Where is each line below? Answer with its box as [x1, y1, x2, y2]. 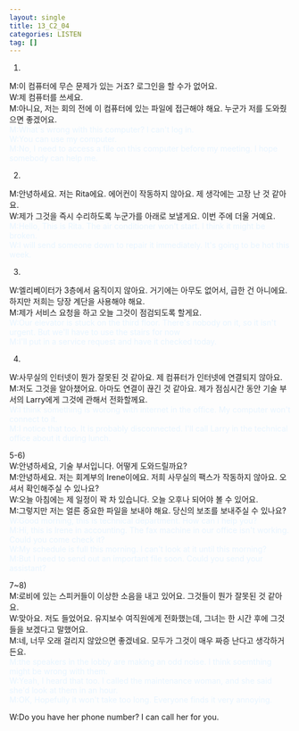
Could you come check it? [9, 535, 105, 545]
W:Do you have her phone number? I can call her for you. [9, 711, 220, 723]
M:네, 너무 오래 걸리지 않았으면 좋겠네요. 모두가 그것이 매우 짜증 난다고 [9, 635, 254, 646]
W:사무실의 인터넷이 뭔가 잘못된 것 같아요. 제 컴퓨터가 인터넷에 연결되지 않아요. [9, 372, 283, 383]
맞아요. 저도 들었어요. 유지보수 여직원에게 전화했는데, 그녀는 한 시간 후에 [19, 613, 269, 624]
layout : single [9, 12, 66, 22]
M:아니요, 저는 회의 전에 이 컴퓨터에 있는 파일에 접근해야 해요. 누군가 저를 [9, 104, 263, 114]
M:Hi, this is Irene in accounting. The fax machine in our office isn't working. [9, 525, 290, 536]
